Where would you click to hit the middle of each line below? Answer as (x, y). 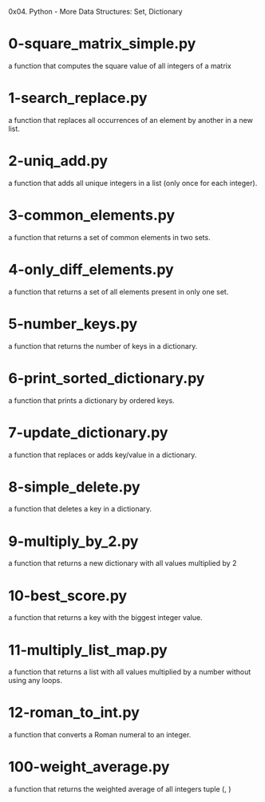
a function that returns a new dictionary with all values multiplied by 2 (123, 563)
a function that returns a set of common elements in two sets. (109, 237)
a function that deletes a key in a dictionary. (80, 509)
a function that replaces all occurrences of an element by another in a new (131, 120)
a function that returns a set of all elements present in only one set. (119, 291)
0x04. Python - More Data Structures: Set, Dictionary (95, 12)
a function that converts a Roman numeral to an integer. (100, 735)
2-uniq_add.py (58, 161)
